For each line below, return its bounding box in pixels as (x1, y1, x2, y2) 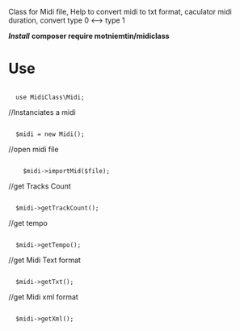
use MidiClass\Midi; (15, 93, 85, 101)
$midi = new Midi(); (15, 129, 85, 138)
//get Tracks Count (8, 181, 71, 191)
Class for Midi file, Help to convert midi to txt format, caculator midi (8, 7, 232, 16)
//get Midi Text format (8, 255, 81, 265)
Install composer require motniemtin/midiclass (8, 32, 170, 40)
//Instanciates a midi (8, 107, 76, 117)
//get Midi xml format (8, 291, 78, 302)
